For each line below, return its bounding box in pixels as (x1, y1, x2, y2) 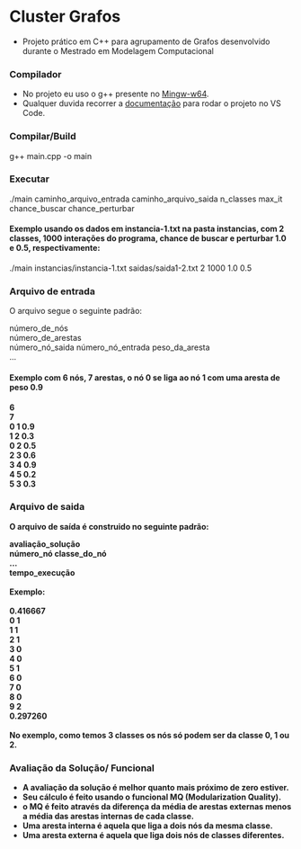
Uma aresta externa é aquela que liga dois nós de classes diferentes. (22, 830, 285, 841)
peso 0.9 (9, 381, 43, 392)
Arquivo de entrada (9, 285, 96, 298)
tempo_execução (9, 567, 75, 577)
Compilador (9, 67, 62, 80)
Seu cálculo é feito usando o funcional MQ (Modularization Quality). (22, 791, 281, 802)
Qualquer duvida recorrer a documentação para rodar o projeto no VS (22, 98, 281, 109)
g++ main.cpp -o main (9, 150, 93, 161)
